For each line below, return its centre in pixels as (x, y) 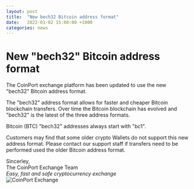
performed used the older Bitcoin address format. (66, 150)
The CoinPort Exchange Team (42, 167)
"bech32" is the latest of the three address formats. (68, 115)
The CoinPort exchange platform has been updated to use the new (86, 85)
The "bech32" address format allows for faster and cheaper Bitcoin (87, 103)
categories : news (27, 28)
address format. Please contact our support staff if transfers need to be (92, 144)
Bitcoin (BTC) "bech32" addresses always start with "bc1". (76, 127)
